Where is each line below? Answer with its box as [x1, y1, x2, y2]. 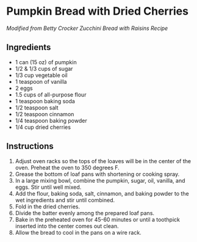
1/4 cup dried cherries [15, 123, 71, 131]
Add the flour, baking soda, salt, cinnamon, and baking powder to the [15, 189, 189, 197]
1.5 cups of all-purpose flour [15, 90, 87, 98]
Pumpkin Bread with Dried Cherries [6, 4, 189, 18]
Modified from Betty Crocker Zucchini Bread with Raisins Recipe [6, 24, 168, 32]
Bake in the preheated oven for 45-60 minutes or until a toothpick [15, 216, 180, 223]
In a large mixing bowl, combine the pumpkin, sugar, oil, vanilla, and [15, 177, 185, 184]
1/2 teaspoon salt [15, 104, 59, 111]
